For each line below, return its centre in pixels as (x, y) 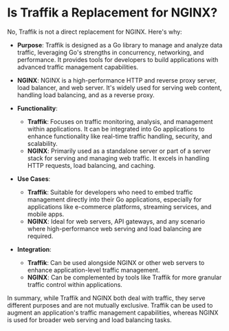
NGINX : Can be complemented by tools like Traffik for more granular (124, 277)
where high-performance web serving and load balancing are (115, 228)
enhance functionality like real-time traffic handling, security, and (120, 136)
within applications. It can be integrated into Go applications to (116, 129)
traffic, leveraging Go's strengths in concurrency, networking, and (110, 52)
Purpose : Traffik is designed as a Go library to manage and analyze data (120, 45)
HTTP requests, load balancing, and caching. (91, 165)
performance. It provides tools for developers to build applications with (118, 59)
